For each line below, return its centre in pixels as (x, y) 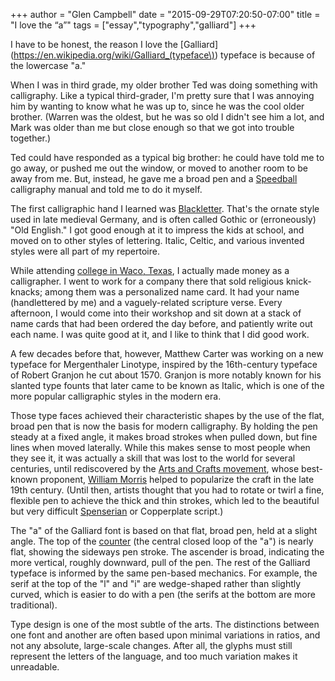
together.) (31, 138)
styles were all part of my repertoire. (85, 251)
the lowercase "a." (48, 65)
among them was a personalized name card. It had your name (172, 292)
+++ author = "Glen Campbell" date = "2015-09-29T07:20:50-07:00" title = (165, 14)
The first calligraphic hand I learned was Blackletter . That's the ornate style (165, 208)
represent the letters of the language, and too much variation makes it (154, 656)
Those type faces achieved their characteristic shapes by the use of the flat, (167, 415)
